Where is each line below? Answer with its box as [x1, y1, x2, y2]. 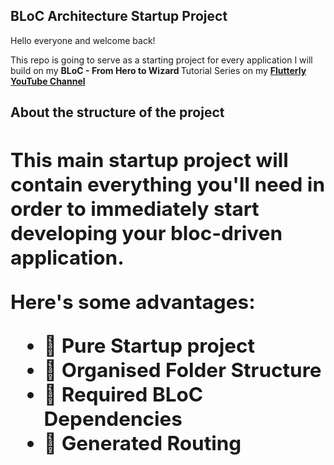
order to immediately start [10, 196, 260, 222]
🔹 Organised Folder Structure [43, 357, 322, 383]
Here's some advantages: [10, 289, 256, 314]
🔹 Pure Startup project [43, 333, 256, 359]
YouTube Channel [10, 75, 86, 87]
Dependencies [43, 406, 183, 432]
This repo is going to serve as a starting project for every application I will [10, 54, 313, 66]
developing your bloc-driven [10, 220, 283, 246]
